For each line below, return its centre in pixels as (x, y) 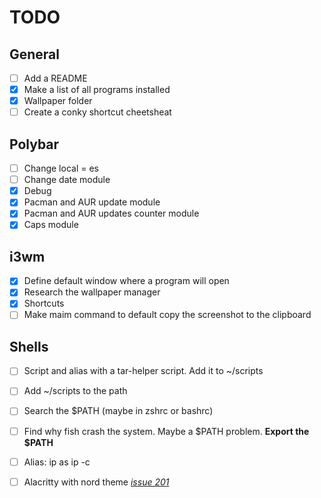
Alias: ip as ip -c (57, 462)
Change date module (67, 180)
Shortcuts (44, 303)
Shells (29, 346)
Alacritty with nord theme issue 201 (96, 482)
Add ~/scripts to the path (75, 391)
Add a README (55, 78)
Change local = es (61, 168)
